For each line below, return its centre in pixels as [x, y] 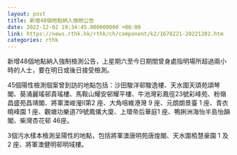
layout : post [27, 14]
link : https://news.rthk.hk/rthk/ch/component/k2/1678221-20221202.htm [115, 34]
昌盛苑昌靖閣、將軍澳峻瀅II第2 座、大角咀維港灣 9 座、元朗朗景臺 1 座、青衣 [118, 103]
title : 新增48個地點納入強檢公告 [51, 21]
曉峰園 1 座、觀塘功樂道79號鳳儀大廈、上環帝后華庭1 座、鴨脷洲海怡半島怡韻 [119, 112]
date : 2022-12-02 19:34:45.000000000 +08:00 [74, 27]
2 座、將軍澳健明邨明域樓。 [48, 144]
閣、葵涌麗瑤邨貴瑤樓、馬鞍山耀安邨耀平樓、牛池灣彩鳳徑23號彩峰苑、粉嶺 [117, 94]
